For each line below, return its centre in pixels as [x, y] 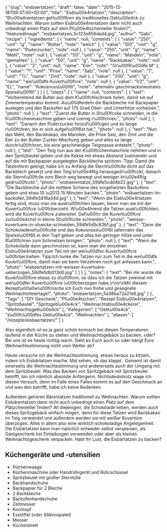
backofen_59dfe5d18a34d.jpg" [37, 198]
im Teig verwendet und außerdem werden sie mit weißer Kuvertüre [74, 418]
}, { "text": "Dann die [140, 225]
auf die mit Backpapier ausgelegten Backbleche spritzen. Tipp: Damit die [80, 161]
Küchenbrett [25, 525]
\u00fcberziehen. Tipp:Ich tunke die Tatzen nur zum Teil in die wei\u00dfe [82, 256]
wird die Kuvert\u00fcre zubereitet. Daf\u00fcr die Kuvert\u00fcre [73, 214]
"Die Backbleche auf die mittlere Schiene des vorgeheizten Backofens [77, 187]
